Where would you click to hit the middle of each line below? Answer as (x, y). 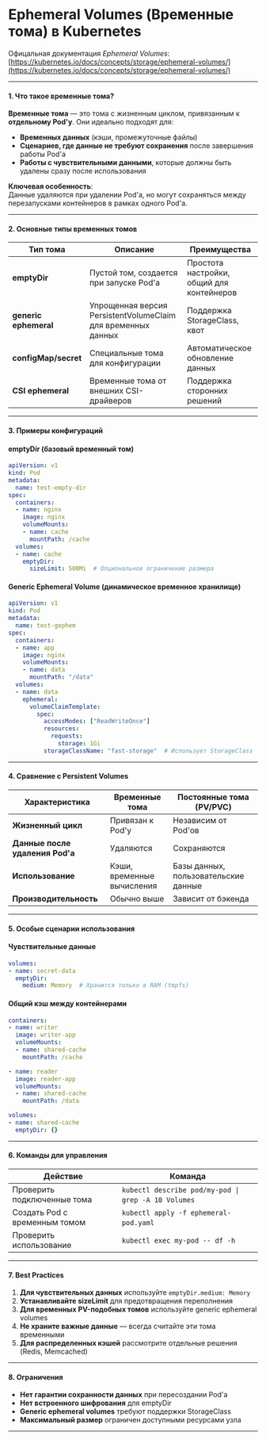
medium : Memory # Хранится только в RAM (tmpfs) (106, 986)
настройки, (209, 273)
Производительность (55, 899)
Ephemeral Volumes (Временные (121, 15)
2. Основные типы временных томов (73, 228)
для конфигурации (125, 363)
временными (42, 1335)
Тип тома (47, 250)
